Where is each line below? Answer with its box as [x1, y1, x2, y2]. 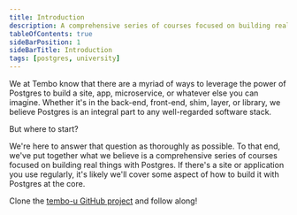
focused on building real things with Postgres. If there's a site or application [9, 160, 285, 170]
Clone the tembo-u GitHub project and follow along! [9, 196, 198, 206]
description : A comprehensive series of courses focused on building [9, 21, 271, 30]
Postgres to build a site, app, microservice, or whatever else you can [9, 88, 259, 98]
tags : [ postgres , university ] [9, 54, 121, 63]
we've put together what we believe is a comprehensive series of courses [9, 150, 278, 160]
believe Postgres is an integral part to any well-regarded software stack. [9, 107, 272, 117]
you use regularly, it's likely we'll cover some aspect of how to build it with [9, 169, 280, 180]
